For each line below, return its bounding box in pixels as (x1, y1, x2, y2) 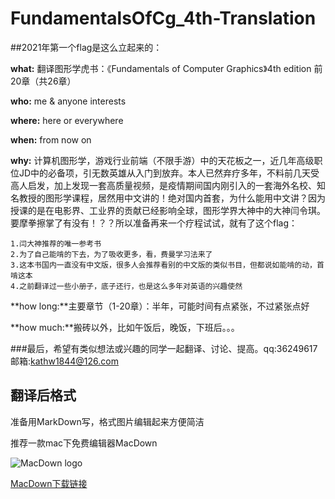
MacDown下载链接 (10, 477, 88, 489)
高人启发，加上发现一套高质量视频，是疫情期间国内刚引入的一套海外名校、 (10, 179, 317, 191)
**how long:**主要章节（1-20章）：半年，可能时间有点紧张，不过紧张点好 (10, 300, 310, 312)
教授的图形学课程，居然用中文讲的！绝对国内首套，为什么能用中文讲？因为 (18, 192, 326, 204)
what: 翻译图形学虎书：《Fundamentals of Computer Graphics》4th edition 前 (10, 62, 323, 74)
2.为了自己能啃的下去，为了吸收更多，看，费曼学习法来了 (10, 249, 213, 259)
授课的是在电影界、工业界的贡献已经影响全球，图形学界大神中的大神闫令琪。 (10, 204, 326, 216)
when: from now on (10, 133, 92, 146)
